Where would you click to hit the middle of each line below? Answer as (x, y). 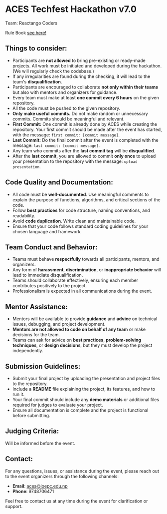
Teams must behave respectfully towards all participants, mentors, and (86, 259)
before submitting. (31, 415)
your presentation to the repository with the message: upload (75, 161)
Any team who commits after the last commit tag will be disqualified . (84, 150)
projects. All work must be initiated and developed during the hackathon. (87, 65)
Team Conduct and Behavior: (51, 247)
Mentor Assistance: (37, 306)
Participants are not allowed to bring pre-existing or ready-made (79, 60)
